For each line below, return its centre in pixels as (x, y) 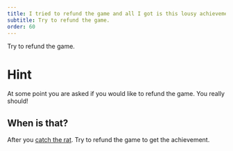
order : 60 (21, 26)
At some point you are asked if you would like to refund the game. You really (116, 94)
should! (18, 101)
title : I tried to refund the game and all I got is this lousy (102, 14)
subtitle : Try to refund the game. (59, 20)
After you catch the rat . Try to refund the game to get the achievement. (109, 140)
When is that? (38, 123)
